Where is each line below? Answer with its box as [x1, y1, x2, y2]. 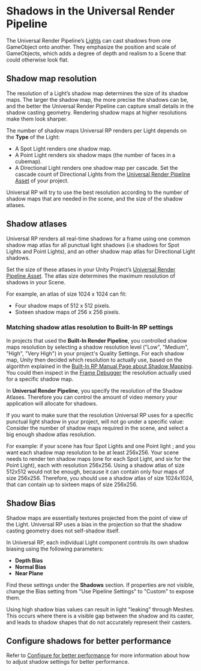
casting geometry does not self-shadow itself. [6, 527, 120, 534]
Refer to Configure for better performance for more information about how [6, 652, 190, 659]
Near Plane [14, 569, 44, 576]
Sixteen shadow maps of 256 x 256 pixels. [14, 308, 121, 316]
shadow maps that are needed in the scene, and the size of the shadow [6, 195, 183, 202]
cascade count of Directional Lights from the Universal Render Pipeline [14, 170, 191, 178]
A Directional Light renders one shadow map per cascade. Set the [14, 164, 178, 171]
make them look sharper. [6, 115, 68, 122]
